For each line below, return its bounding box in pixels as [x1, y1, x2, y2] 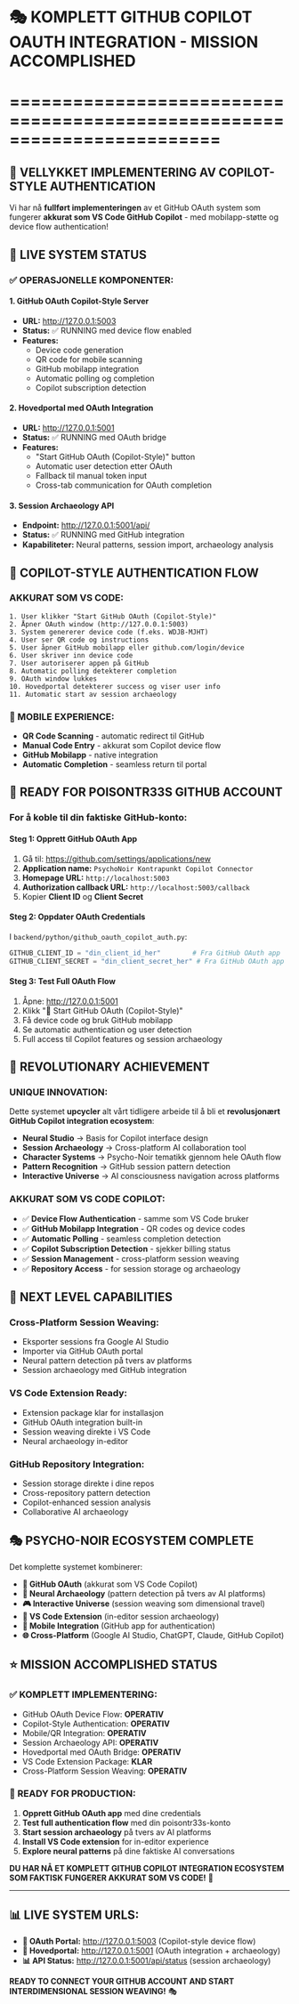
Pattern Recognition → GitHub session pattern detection [21, 1161, 231, 1172]
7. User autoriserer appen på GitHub [9, 659, 149, 667]
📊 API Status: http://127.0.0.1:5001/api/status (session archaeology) [21, 1955, 271, 1966]
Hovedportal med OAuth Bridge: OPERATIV [21, 1746, 182, 1758]
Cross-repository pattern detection [21, 1488, 151, 1499]
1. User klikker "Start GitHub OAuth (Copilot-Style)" [9, 611, 217, 621]
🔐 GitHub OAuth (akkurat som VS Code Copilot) [21, 1579, 198, 1589]
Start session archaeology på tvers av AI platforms [21, 1826, 212, 1838]
